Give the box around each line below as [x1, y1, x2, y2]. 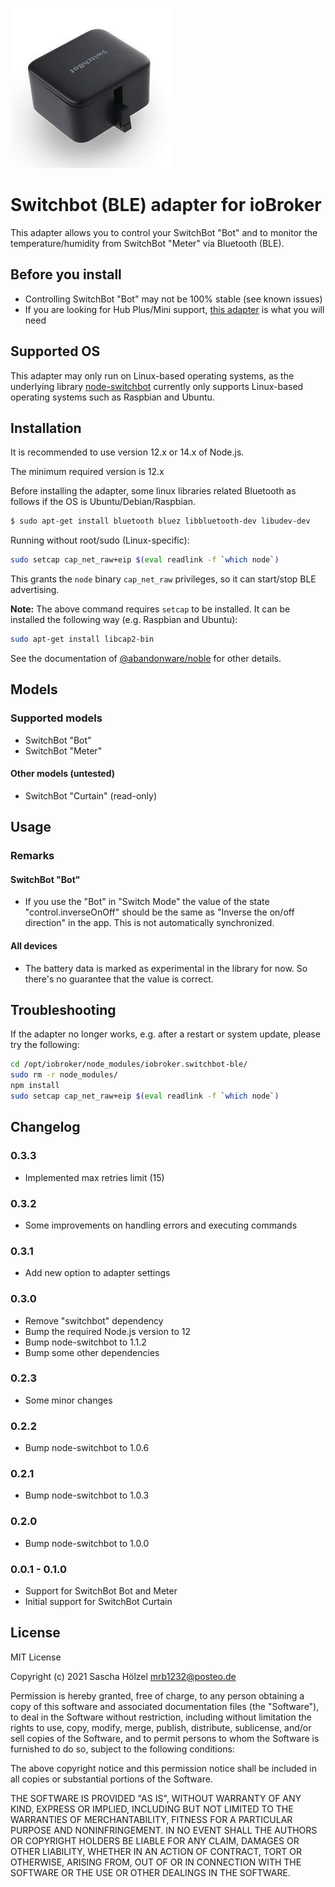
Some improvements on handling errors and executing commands [24, 1219, 298, 1231]
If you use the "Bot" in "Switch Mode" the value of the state [24, 896, 270, 908]
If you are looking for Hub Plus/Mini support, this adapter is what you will [24, 303, 325, 315]
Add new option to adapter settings [24, 1267, 171, 1279]
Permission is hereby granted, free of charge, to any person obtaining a [10, 1689, 305, 1702]
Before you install [10, 266, 122, 283]
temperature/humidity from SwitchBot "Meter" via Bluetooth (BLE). [10, 237, 285, 249]
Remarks [10, 849, 55, 863]
